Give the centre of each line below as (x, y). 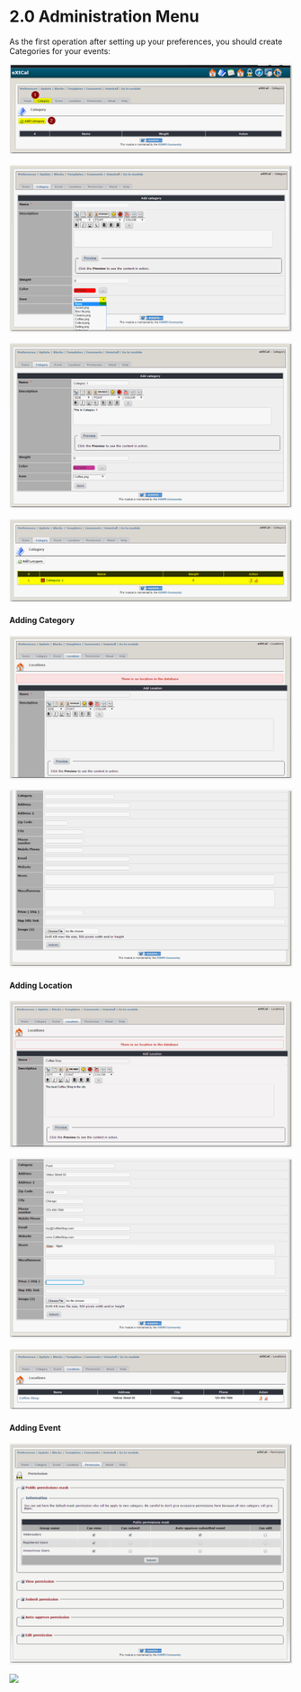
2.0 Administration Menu (104, 17)
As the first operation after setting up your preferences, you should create (146, 41)
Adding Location (41, 985)
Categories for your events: (60, 50)
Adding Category (42, 620)
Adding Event (35, 1428)
